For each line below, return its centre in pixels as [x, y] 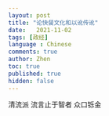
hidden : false [31, 81]
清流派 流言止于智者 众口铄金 [55, 104]
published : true [35, 74]
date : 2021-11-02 [40, 30]
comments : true [33, 52]
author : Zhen [29, 60]
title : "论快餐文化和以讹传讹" [53, 23]
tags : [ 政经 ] [28, 37]
